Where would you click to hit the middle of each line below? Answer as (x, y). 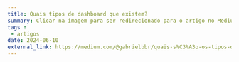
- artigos (25, 34)
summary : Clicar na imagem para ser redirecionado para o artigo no (111, 21)
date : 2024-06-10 (33, 41)
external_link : (30, 47)
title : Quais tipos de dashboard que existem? (78, 14)
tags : (17, 27)
